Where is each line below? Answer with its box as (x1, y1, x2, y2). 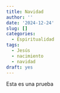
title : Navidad (6, 8, 44, 15)
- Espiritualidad (11, 36, 55, 42)
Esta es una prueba (6, 80, 53, 88)
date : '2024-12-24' (6, 20, 55, 26)
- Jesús (11, 48, 31, 54)
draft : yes (6, 64, 33, 70)
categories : (6, 31, 36, 37)
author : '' (6, 14, 33, 20)
